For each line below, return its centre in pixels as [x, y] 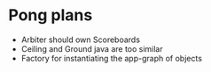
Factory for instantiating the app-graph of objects [112, 58]
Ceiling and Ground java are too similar [92, 48]
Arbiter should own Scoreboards [81, 40]
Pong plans [51, 15]
